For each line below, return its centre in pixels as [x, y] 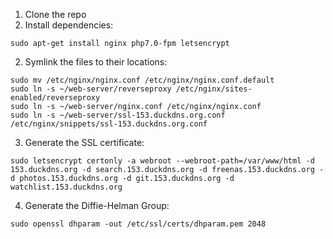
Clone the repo [55, 14]
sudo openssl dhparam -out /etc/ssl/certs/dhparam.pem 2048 [138, 224]
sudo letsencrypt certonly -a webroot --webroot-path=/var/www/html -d [162, 161]
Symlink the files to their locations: [96, 62]
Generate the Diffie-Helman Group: [97, 205]
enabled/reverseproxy [55, 98]
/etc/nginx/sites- [214, 89]
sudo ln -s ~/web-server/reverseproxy [91, 89]
